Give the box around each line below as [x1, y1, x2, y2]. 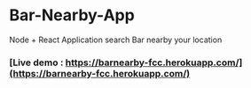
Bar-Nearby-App [9, 5, 135, 26]
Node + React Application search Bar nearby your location [9, 34, 223, 45]
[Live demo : [9, 56, 64, 69]
